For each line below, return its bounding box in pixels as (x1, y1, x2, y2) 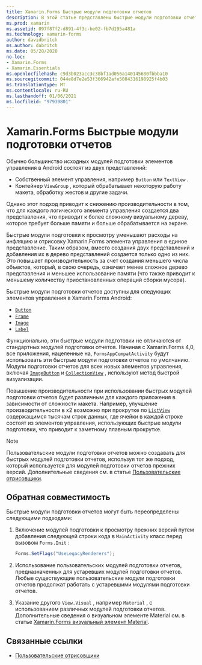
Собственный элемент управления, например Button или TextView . (14, 176, 189, 183)
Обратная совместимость (6, 492, 111, 502)
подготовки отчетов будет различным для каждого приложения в (6, 393, 176, 400)
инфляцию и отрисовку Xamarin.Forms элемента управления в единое (6, 237, 188, 245)
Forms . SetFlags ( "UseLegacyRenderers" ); (14, 551, 115, 557)
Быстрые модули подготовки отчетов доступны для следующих (6, 288, 171, 295)
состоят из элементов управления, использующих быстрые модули (6, 419, 182, 426)
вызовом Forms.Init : (14, 539, 70, 547)
